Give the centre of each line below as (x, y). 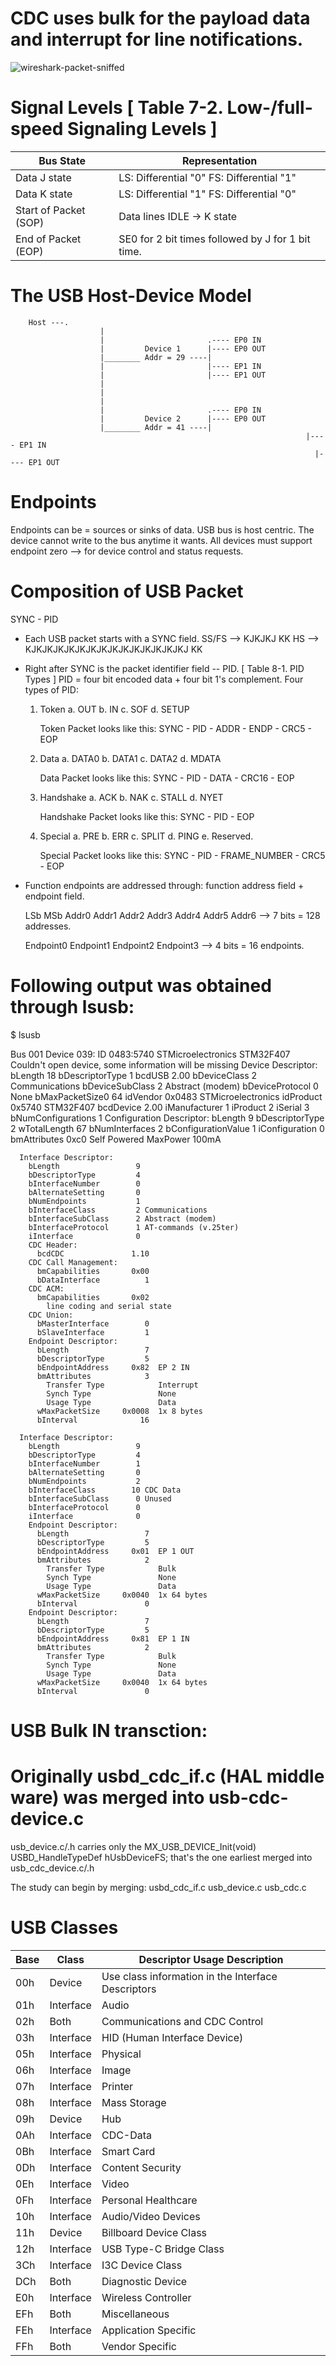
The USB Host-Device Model (131, 296)
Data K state (44, 194)
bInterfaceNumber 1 (84, 1463)
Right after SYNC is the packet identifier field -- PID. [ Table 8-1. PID (164, 668)
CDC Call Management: (73, 1262)
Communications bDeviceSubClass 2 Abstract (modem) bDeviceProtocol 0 (164, 1086)
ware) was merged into (107, 1798)
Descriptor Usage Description (211, 1959)
